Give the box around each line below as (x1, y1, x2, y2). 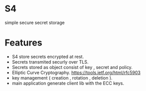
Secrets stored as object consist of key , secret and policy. (11, 64, 133, 70)
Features (4, 37, 42, 48)
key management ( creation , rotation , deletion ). (11, 74, 113, 80)
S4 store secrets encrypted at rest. (11, 53, 84, 59)
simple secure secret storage (4, 19, 65, 25)
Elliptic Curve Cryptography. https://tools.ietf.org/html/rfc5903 (11, 69, 141, 75)
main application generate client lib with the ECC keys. (11, 80, 124, 86)
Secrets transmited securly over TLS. (11, 58, 88, 65)
